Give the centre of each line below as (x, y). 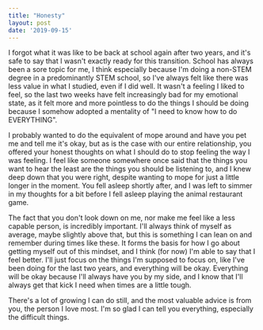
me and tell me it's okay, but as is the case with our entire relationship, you (130, 144)
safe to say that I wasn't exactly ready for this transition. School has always (131, 61)
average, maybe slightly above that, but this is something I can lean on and (130, 235)
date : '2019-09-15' (40, 30)
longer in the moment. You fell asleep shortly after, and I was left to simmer (130, 186)
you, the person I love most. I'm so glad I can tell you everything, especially (131, 309)
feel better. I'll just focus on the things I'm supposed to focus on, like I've (127, 260)
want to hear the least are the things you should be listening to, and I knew (130, 169)
